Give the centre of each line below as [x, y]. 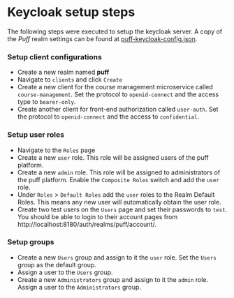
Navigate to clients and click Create [70, 80]
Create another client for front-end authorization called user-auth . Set [118, 110]
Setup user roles [36, 135]
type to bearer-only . [46, 102]
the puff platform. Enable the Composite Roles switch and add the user [118, 179]
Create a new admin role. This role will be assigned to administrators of [119, 172]
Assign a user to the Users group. [65, 272]
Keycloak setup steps [71, 12]
